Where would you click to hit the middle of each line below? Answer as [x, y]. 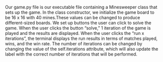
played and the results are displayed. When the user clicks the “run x [75, 33]
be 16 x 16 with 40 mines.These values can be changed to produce [73, 17]
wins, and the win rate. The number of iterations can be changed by [74, 44]
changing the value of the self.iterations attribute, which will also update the [82, 49]
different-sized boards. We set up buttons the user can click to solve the [78, 23]
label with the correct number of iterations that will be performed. [71, 54]
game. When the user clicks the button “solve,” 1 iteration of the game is [78, 28]
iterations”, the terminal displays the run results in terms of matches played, [81, 38]
